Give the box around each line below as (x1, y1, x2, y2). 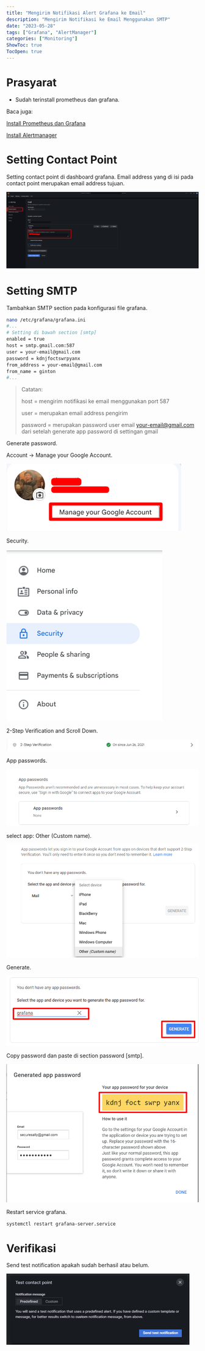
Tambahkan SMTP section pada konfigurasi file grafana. (6, 304, 148, 311)
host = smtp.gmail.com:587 (6, 342, 75, 349)
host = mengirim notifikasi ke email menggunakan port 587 (21, 398, 170, 405)
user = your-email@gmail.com (6, 349, 81, 355)
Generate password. (6, 440, 58, 447)
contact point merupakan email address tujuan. (6, 179, 125, 187)
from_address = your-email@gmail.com (6, 361, 103, 368)
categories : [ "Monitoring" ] (6, 35, 78, 42)
